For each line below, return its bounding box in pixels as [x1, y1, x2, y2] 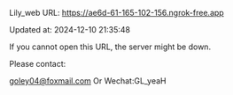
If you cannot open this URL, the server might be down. [9, 41, 211, 52]
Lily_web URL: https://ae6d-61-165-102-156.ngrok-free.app [9, 8, 224, 18]
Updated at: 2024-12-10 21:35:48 [9, 25, 131, 34]
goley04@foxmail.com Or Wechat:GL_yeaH [9, 76, 167, 86]
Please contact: [9, 59, 66, 69]
